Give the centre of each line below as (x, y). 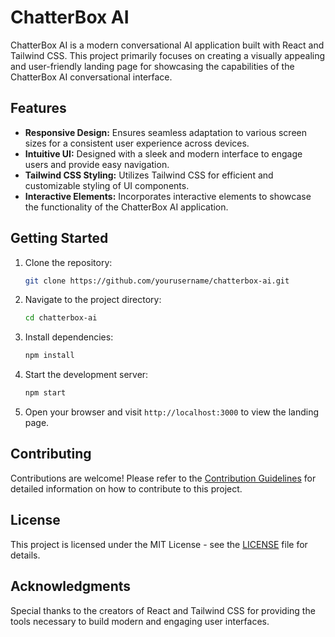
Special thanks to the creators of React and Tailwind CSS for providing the (163, 610)
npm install (49, 356)
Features (38, 108)
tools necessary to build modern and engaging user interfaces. (140, 621)
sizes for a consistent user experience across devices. (137, 143)
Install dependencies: (69, 337)
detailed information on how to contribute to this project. (126, 488)
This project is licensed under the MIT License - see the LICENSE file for (159, 544)
